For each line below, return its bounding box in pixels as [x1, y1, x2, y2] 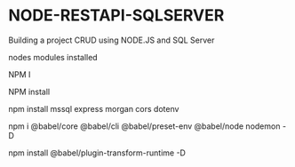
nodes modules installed [8, 52, 99, 62]
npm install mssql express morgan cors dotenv [8, 103, 179, 114]
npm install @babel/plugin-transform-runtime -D [8, 147, 186, 158]
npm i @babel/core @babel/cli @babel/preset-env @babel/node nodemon [8, 121, 281, 131]
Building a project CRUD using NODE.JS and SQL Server [8, 35, 215, 45]
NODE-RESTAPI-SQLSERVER [8, 5, 225, 26]
